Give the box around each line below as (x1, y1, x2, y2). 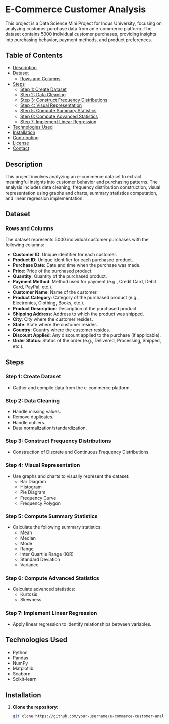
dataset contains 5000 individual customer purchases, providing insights (5, 31, 156, 37)
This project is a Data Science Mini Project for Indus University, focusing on (5, 20, 162, 26)
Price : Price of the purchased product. (12, 268, 93, 274)
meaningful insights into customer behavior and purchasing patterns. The (5, 179, 158, 185)
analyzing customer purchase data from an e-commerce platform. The (5, 25, 152, 31)
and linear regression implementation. (5, 195, 84, 201)
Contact (12, 145, 29, 151)
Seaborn (12, 670, 31, 677)
